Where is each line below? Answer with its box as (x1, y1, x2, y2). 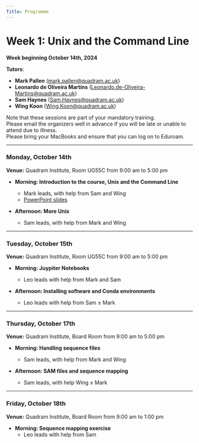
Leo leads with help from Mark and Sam (23, 276, 121, 283)
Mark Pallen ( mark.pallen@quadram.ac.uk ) (14, 77, 120, 84)
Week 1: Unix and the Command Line (6, 34, 190, 48)
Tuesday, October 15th (6, 239, 73, 247)
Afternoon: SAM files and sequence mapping (14, 367, 129, 375)
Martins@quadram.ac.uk (14, 90, 75, 97)
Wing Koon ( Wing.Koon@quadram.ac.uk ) (14, 102, 117, 109)
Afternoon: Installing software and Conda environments (14, 288, 156, 295)
